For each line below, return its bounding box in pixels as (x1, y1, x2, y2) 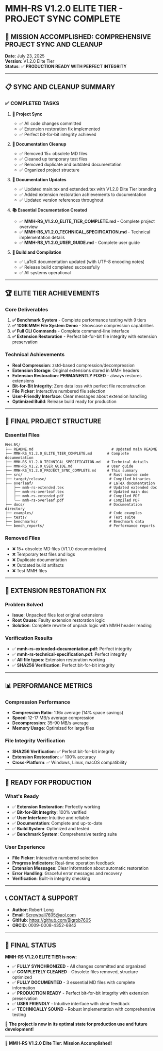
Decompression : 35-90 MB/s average (12, 720, 89, 726)
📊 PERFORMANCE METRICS (5, 682, 93, 690)
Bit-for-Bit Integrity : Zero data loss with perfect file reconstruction (12, 383, 146, 389)
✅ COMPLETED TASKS (5, 100, 60, 107)
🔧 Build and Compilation (12, 249, 62, 255)
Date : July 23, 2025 (5, 53, 45, 59)
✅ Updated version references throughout (19, 197, 104, 203)
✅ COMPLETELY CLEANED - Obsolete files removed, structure (12, 969, 138, 975)
